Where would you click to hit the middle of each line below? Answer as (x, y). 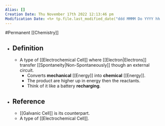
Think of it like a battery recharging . (64, 86)
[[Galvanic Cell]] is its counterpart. (55, 113)
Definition (28, 48)
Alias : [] (15, 10)
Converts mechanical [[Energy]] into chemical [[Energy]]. (86, 76)
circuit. (27, 70)
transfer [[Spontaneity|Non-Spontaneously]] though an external (84, 65)
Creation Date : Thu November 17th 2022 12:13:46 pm (59, 14)
